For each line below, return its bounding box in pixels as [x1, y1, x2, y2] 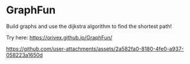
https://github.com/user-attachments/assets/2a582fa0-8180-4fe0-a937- [6, 45, 184, 52]
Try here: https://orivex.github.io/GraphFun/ [6, 34, 113, 41]
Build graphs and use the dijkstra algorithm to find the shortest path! [6, 23, 172, 30]
